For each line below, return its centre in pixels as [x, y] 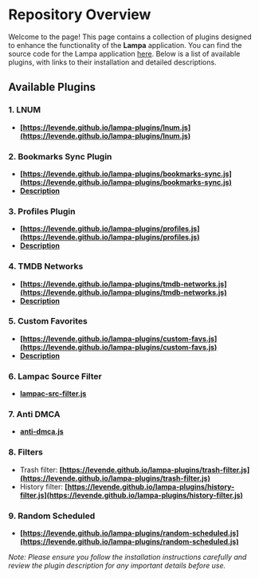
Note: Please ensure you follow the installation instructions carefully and [128, 557]
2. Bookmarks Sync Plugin [60, 156]
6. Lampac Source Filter [55, 376]
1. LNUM [25, 110]
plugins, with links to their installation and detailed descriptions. [112, 62]
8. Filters [26, 452]
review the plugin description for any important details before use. [117, 565]
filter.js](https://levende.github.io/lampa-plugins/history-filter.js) [131, 495]
